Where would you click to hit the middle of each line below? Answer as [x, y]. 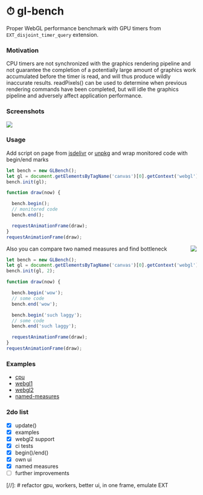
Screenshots [25, 111]
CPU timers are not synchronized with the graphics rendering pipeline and [99, 64]
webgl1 [24, 384]
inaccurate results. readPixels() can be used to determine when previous [97, 83]
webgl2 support [35, 439]
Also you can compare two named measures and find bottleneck [87, 249]
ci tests [24, 445]
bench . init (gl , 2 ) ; [31, 271]
